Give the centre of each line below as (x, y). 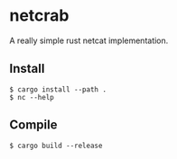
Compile (33, 125)
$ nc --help (32, 97)
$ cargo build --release (56, 146)
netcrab (39, 16)
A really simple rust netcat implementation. (89, 40)
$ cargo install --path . (58, 89)
